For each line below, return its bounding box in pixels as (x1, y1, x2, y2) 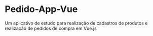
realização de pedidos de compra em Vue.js (5, 25, 97, 31)
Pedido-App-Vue (5, 3, 78, 15)
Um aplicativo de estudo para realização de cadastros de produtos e (5, 20, 148, 26)
